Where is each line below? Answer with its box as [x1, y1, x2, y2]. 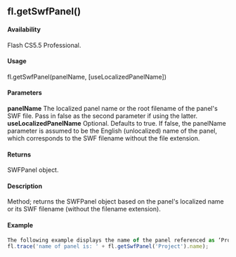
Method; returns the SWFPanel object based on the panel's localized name [7, 197, 224, 206]
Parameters [7, 88, 42, 97]
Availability [7, 25, 41, 34]
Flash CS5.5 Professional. [7, 41, 81, 49]
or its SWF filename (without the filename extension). [7, 205, 162, 213]
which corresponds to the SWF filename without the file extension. [7, 134, 200, 143]
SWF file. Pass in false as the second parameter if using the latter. [7, 112, 198, 120]
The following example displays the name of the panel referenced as [7, 237, 216, 244]
